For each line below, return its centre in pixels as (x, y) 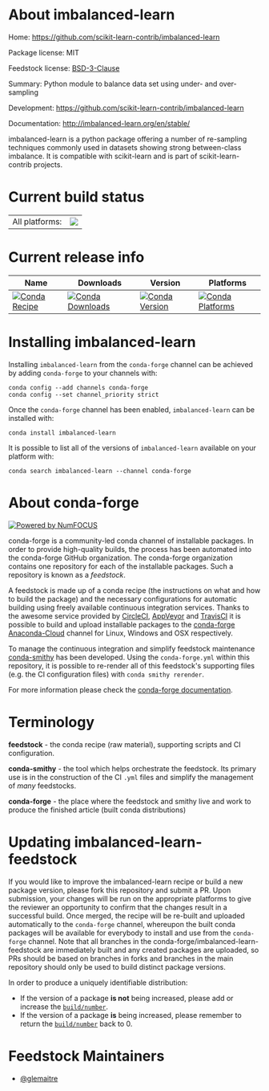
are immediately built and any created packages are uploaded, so (151, 950)
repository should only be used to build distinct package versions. (117, 966)
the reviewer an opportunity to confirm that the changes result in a (118, 907)
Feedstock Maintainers (86, 1056)
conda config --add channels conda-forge (78, 387)
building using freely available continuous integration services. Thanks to (129, 607)
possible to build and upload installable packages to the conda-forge (122, 624)
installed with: (31, 418)
